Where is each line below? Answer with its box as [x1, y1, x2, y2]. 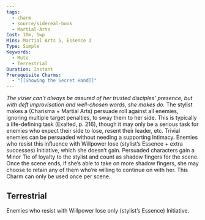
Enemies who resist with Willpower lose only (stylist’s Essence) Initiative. [6, 206, 190, 214]
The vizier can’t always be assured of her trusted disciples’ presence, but [6, 95, 193, 102]
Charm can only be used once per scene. [6, 173, 111, 180]
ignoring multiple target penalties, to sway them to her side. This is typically [6, 114, 197, 122]
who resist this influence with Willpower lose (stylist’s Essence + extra [6, 140, 184, 147]
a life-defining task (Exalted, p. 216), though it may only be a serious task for [6, 120, 199, 128]
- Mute [12, 55, 29, 61]
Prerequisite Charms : [6, 72, 62, 78]
